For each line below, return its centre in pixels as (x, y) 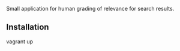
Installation (28, 27)
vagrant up (20, 42)
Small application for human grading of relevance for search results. (90, 9)
